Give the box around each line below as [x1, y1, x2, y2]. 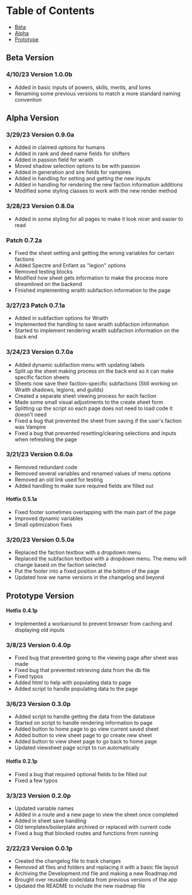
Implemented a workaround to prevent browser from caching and [14, 620, 173, 627]
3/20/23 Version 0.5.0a [6, 535, 74, 543]
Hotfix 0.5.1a [6, 495, 37, 502]
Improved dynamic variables [14, 515, 83, 522]
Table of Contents [6, 4, 95, 18]
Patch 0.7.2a [6, 236, 42, 244]
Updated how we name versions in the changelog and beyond [14, 574, 164, 581]
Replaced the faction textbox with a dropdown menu [14, 549, 142, 556]
